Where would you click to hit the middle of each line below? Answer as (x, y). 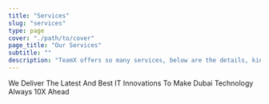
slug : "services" (37, 23)
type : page (26, 30)
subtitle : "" (30, 53)
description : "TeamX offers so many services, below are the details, (128, 61)
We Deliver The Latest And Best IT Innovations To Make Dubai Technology (131, 83)
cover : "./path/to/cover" (51, 38)
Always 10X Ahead (39, 91)
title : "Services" (39, 16)
